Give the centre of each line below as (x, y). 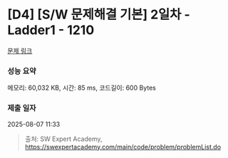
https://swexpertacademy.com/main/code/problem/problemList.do (123, 147)
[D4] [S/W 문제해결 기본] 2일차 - (99, 15)
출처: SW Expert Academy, (63, 139)
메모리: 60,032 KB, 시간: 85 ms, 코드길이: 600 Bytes (82, 88)
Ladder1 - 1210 (51, 30)
